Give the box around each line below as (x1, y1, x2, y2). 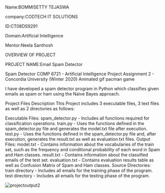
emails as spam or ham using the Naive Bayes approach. (5, 91, 120, 96)
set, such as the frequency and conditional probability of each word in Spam (5, 147, 160, 152)
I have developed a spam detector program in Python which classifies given (5, 86, 159, 92)
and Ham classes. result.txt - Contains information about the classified (5, 152, 148, 158)
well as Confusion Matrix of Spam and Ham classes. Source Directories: (5, 162, 151, 168)
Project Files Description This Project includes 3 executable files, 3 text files (5, 100, 159, 106)
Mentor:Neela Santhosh (5, 42, 53, 48)
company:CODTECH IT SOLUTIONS (5, 14, 78, 19)
